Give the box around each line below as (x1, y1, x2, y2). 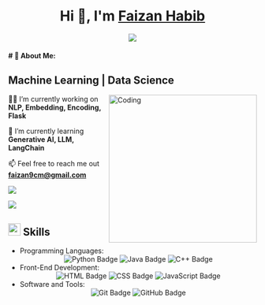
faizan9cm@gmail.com (8, 170, 87, 180)
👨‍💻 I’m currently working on (8, 95, 99, 104)
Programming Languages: (19, 246, 104, 255)
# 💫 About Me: (8, 50, 56, 60)
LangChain (8, 143, 45, 153)
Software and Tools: (19, 280, 85, 289)
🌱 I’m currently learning (8, 126, 84, 136)
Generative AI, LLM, (8, 135, 75, 144)
